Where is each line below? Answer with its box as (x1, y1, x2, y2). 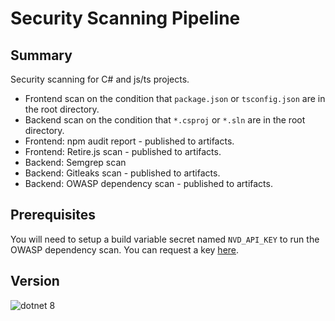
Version (10, 273, 60, 290)
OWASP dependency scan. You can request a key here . (10, 243, 240, 256)
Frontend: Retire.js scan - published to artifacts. (24, 146, 222, 157)
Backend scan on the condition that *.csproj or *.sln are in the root (24, 114, 306, 126)
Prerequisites (10, 207, 96, 224)
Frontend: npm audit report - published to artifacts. (24, 135, 235, 147)
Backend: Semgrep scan (24, 157, 127, 168)
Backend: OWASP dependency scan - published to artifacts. (24, 178, 273, 189)
